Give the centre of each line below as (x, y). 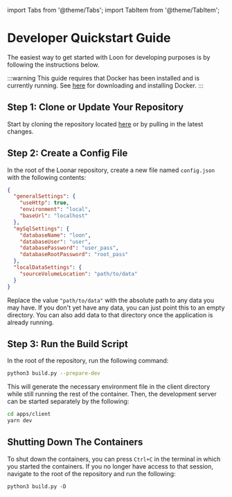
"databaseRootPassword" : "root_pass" (74, 255)
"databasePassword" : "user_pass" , (69, 248)
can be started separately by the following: (68, 401)
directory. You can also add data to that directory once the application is (110, 314)
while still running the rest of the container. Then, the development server (112, 394)
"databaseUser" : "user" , (55, 242)
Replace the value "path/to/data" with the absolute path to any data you (111, 300)
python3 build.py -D (37, 486)
